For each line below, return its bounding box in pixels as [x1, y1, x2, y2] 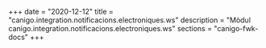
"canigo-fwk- [213, 24, 259, 33]
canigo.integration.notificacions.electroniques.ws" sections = [8, 24, 212, 33]
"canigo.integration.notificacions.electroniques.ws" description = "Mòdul [8, 15, 251, 25]
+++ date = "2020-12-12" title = [8, 7, 114, 16]
